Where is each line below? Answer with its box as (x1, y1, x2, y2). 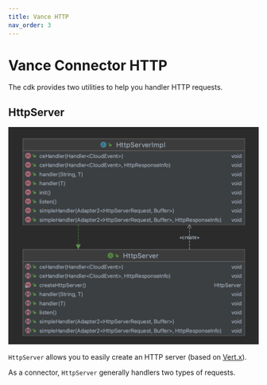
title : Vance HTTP (8, 13, 69, 21)
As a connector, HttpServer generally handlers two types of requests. (8, 368, 236, 377)
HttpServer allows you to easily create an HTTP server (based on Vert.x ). (8, 352, 247, 362)
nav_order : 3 (8, 21, 52, 29)
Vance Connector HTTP (8, 56, 168, 75)
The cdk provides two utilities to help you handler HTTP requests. (8, 83, 223, 92)
